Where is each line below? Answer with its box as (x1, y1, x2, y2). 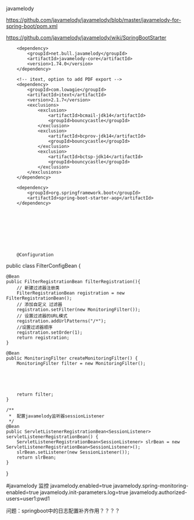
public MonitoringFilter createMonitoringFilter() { (6, 356, 138, 361)
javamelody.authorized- (129, 489, 188, 496)
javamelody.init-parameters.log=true (40, 489, 129, 496)
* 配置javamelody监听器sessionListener (8, 413, 105, 419)
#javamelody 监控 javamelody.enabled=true (6, 482, 112, 489)
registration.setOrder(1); (16, 330, 83, 335)
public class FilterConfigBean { (6, 262, 81, 269)
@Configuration (16, 252, 54, 258)
